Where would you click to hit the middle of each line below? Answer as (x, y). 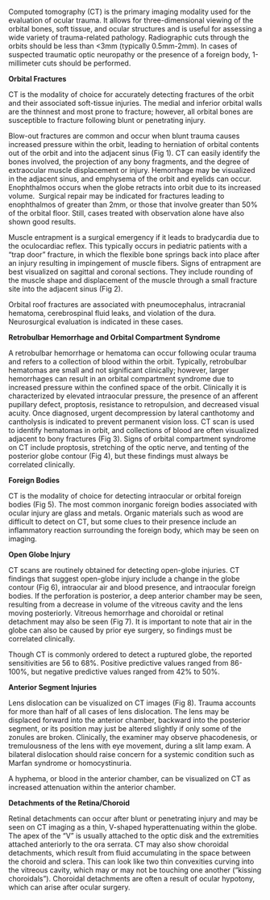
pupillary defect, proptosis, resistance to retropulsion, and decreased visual (134, 404)
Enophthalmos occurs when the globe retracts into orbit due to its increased (135, 187)
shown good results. (42, 222)
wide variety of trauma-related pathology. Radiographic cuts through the (129, 37)
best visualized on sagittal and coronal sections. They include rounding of (131, 271)
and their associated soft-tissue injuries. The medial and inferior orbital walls (135, 103)
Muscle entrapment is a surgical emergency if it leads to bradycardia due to (134, 237)
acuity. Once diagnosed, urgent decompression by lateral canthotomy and (131, 413)
